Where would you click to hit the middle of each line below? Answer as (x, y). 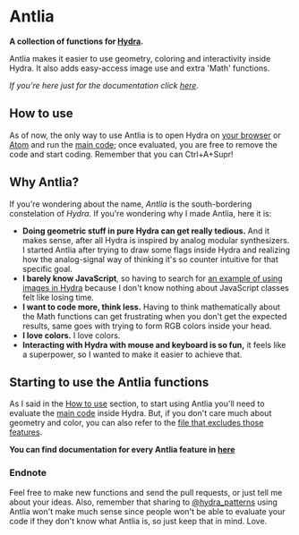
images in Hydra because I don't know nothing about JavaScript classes (155, 287)
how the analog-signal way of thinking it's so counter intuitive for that (150, 259)
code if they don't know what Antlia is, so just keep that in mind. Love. (138, 521)
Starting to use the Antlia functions (109, 382)
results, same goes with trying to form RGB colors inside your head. (147, 326)
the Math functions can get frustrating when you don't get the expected (154, 316)
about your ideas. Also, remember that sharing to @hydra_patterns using (143, 502)
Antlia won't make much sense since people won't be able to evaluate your (147, 511)
